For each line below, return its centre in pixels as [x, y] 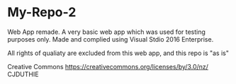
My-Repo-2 [42, 12]
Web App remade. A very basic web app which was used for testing [106, 32]
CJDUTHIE [23, 74]
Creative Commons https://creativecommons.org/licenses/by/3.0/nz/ [108, 66]
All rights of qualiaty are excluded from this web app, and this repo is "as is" [118, 53]
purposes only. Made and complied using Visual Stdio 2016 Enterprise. [111, 39]
